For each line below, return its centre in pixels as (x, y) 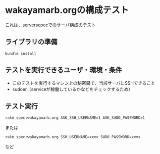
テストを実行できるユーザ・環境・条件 (64, 70)
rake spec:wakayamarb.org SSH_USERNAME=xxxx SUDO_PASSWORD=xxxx (73, 137)
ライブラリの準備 (31, 42)
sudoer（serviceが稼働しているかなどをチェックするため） (72, 89)
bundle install (21, 53)
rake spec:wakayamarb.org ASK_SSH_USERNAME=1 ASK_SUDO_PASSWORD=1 (75, 118)
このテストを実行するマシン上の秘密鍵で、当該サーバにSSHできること (84, 83)
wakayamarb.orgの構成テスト (67, 10)
